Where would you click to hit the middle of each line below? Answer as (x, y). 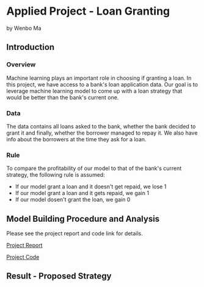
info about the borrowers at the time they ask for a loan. (76, 139)
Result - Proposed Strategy (59, 276)
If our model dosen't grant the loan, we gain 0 (73, 200)
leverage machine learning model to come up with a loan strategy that (94, 91)
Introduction (31, 47)
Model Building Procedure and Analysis (83, 218)
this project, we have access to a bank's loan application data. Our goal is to (102, 84)
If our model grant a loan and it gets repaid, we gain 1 (82, 193)
